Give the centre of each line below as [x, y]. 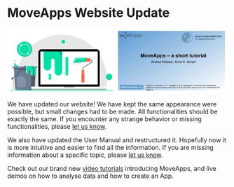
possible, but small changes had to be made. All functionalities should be [113, 112]
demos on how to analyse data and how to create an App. [90, 176]
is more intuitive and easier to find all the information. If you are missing [110, 148]
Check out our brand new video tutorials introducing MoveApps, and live [112, 169]
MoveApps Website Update [89, 13]
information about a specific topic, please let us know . [85, 155]
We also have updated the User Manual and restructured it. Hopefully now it [117, 140]
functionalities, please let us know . [57, 127]
